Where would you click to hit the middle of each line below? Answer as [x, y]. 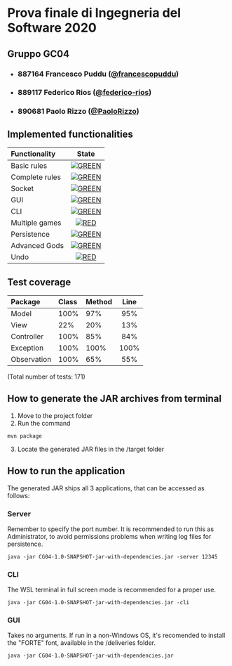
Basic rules [29, 166]
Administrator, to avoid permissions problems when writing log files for [109, 536]
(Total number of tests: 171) [46, 377]
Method [99, 301]
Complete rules [36, 177]
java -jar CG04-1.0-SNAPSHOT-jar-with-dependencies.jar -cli [98, 603]
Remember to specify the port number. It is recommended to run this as [111, 529]
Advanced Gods [37, 246]
